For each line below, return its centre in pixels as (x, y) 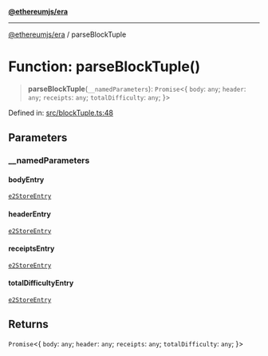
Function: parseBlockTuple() (104, 67)
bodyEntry (26, 180)
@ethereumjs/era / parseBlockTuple (67, 34)
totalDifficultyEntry (41, 283)
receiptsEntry (32, 249)
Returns (29, 324)
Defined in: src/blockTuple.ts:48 (61, 113)
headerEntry (30, 214)
